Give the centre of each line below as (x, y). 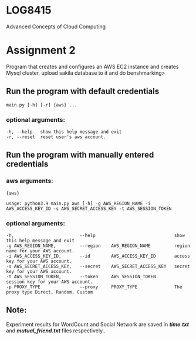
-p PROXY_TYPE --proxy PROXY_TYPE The (94, 287)
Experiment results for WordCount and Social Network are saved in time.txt (98, 324)
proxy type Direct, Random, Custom (50, 292)
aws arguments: (30, 181)
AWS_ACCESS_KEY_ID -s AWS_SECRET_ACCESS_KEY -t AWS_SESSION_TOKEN (89, 209)
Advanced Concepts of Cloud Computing (56, 26)
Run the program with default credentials (83, 91)
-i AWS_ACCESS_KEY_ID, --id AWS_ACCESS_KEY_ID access (98, 256)
